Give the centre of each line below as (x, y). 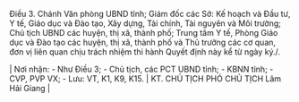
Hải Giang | (30, 88)
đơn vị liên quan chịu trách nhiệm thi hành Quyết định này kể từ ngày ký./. (145, 52)
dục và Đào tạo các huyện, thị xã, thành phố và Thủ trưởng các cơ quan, (142, 42)
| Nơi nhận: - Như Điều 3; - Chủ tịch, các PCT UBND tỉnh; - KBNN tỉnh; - (141, 69)
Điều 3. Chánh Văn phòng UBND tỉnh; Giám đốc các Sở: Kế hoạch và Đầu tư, (150, 14)
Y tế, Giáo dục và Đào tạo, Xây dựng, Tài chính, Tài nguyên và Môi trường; (145, 23)
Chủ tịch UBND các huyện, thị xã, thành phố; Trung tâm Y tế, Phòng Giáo (144, 33)
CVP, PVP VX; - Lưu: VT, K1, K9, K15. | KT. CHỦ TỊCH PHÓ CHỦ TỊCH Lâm (145, 79)
